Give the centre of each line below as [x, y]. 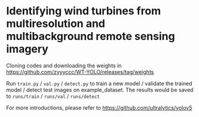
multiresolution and [56, 24]
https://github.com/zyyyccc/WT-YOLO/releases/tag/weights [80, 72]
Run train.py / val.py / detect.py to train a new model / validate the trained [99, 83]
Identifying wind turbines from [84, 11]
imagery [27, 49]
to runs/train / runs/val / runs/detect [53, 96]
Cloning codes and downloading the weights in [64, 65]
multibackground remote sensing [91, 36]
